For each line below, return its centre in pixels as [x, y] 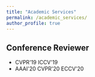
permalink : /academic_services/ [47, 18]
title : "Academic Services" [41, 12]
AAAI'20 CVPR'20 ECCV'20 [49, 69]
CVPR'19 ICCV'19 [36, 62]
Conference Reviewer [48, 48]
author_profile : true [33, 23]
